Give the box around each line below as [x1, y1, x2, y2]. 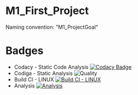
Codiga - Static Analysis [14, 69, 73, 77]
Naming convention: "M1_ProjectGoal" [5, 23, 98, 30]
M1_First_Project [5, 4, 89, 18]
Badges [5, 44, 44, 57]
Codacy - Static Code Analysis [14, 63, 89, 70]
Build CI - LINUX [14, 76, 54, 83]
